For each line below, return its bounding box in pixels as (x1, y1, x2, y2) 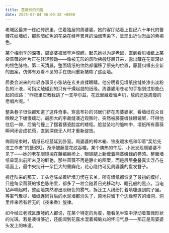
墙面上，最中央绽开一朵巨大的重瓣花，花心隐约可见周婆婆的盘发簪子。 (5, 163, 151, 169)
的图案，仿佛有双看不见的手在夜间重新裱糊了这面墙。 (5, 68, 116, 74)
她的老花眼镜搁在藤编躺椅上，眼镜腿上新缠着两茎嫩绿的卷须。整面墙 (22, 151, 164, 157)
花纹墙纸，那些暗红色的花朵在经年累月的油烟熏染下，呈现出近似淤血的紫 (9, 33, 159, 39)
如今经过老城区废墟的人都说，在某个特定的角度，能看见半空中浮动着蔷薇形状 (5, 209, 164, 216)
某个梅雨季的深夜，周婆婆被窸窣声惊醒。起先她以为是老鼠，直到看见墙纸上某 (5, 50, 164, 56)
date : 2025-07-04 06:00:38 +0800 (5, 12, 75, 17)
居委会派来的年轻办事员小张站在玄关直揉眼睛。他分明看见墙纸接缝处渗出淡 (5, 79, 159, 85)
